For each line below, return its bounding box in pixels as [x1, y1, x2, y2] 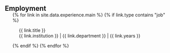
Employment [5, 4, 47, 13]
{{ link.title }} [18, 27, 46, 33]
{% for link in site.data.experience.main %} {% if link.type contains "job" [12, 12, 165, 18]
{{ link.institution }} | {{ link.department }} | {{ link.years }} [18, 33, 141, 39]
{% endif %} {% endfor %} [12, 43, 69, 49]
